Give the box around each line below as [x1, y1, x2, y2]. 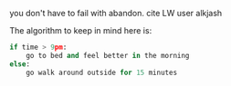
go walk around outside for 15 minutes [26, 68, 178, 77]
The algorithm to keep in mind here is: [9, 25, 152, 35]
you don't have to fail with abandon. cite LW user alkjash [9, 8, 223, 18]
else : [9, 59, 30, 69]
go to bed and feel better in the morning [26, 51, 190, 60]
